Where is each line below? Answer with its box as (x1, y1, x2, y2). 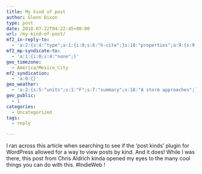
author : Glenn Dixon (6, 14, 58, 20)
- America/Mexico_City (11, 64, 69, 71)
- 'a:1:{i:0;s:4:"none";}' (11, 53, 79, 59)
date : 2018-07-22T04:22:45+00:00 (6, 25, 90, 32)
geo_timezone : (6, 59, 42, 65)
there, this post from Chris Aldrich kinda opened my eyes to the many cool (6, 155, 191, 162)
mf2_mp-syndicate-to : (6, 48, 61, 54)
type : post (6, 20, 34, 26)
